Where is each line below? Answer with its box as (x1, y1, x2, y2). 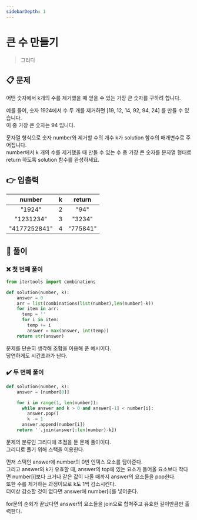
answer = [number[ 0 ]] (16, 389, 69, 395)
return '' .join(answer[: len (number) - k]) (16, 427, 117, 433)
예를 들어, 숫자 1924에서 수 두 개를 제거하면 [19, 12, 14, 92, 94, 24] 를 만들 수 (6, 107, 183, 114)
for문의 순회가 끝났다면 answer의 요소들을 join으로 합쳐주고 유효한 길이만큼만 (6, 500, 184, 507)
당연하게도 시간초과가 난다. (6, 352, 68, 359)
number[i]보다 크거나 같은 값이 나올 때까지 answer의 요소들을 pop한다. (12, 473, 176, 480)
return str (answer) (16, 333, 65, 339)
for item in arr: (16, 306, 59, 312)
